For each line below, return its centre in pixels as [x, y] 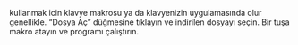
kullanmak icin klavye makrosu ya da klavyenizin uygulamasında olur [136, 13]
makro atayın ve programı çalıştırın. [74, 31]
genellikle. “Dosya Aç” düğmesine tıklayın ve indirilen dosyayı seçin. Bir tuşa [149, 22]
